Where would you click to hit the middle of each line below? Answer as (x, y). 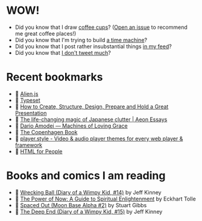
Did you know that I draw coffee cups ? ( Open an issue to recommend (101, 27)
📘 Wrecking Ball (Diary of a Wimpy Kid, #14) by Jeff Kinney (88, 192)
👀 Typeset (27, 100)
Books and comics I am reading (86, 176)
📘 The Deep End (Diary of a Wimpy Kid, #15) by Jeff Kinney (89, 211)
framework (29, 145)
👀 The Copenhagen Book (46, 132)
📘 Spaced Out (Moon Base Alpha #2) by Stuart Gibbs (81, 205)
